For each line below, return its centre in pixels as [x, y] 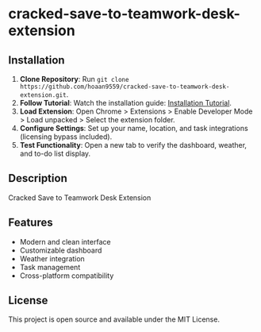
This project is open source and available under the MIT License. [114, 319]
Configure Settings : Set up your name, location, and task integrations [134, 128]
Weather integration [52, 258]
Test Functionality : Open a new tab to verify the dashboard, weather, [133, 145]
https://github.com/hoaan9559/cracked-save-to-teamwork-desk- [125, 87]
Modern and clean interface [65, 241]
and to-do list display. [55, 153]
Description [38, 178]
